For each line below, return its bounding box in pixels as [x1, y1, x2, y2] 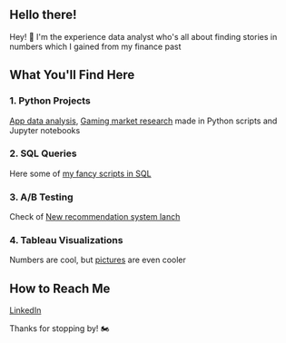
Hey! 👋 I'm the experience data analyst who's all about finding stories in [9, 31, 278, 42]
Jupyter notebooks [9, 124, 81, 135]
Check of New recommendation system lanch [9, 211, 181, 222]
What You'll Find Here [9, 67, 135, 83]
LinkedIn [9, 305, 42, 316]
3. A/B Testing [9, 191, 74, 203]
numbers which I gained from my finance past [9, 41, 182, 52]
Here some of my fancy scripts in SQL [9, 168, 152, 179]
